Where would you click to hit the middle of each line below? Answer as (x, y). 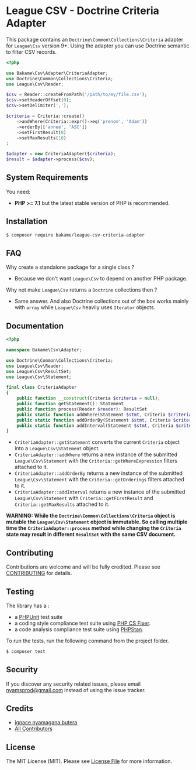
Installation (27, 222)
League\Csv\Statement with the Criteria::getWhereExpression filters (96, 461)
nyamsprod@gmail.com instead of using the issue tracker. (76, 690)
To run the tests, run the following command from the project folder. (87, 641)
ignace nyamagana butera (46, 723)
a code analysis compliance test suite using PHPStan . (79, 629)
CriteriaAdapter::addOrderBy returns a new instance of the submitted (98, 473)
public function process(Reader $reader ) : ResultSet (82, 409)
